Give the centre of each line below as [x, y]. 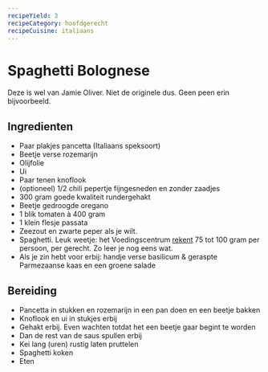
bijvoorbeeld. [29, 101]
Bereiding [32, 290]
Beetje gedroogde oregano [64, 206]
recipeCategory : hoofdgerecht [58, 23]
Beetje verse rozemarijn [58, 154]
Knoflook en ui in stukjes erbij [68, 318]
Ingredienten [41, 127]
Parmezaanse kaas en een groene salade [87, 265]
